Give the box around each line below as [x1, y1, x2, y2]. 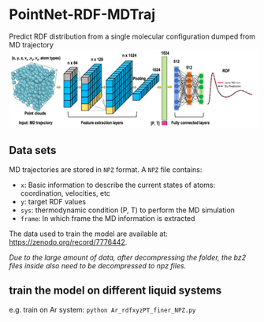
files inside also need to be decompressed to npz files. [9, 260, 187, 270]
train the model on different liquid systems [9, 284, 222, 298]
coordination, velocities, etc [20, 188, 111, 198]
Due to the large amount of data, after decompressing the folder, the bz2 [9, 253, 247, 262]
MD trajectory [9, 39, 54, 49]
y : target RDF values [20, 197, 86, 206]
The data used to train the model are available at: [9, 229, 168, 238]
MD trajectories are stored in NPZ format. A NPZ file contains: [9, 164, 203, 174]
